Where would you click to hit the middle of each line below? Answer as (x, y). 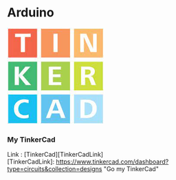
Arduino (31, 13)
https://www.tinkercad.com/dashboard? (112, 162)
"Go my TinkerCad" (131, 169)
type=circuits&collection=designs (55, 169)
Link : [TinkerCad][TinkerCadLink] (55, 155)
